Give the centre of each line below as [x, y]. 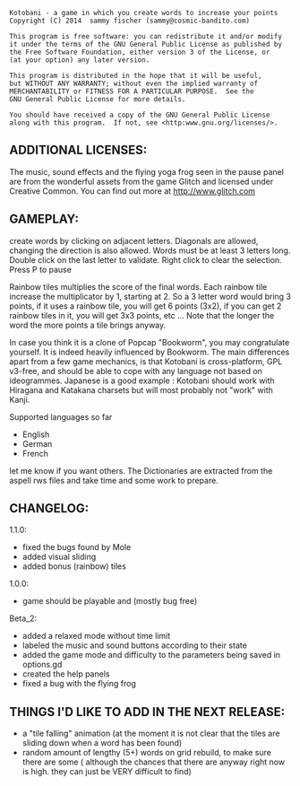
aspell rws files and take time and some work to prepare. [114, 480]
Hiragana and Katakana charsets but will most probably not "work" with [141, 389]
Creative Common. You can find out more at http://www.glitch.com [133, 191]
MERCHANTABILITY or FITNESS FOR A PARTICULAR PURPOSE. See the [132, 92]
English [36, 434]
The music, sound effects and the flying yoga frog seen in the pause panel [147, 171]
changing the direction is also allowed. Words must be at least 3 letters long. [150, 250]
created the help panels [66, 674]
